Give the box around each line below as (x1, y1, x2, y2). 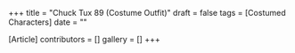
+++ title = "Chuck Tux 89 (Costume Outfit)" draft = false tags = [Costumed (8, 8, 286, 18)
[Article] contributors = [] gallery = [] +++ (8, 34, 161, 44)
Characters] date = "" (8, 17, 88, 27)
